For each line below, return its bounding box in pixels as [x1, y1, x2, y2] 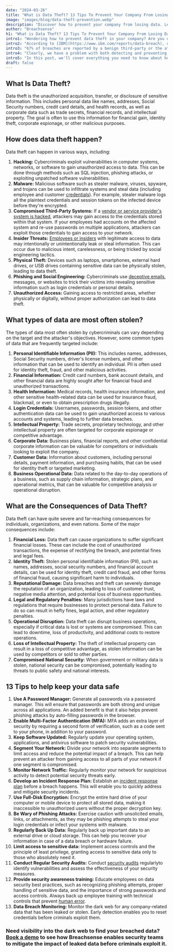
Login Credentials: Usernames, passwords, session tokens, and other [13, 405, 162, 411]
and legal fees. [13, 552, 45, 559]
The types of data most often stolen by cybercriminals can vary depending [6, 329, 164, 335]
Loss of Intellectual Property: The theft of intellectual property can [13, 640, 156, 646]
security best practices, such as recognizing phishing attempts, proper [13, 882, 163, 888]
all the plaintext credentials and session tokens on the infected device [13, 196, 161, 203]
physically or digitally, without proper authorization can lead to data [13, 295, 156, 301]
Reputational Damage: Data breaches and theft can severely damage [13, 580, 161, 586]
